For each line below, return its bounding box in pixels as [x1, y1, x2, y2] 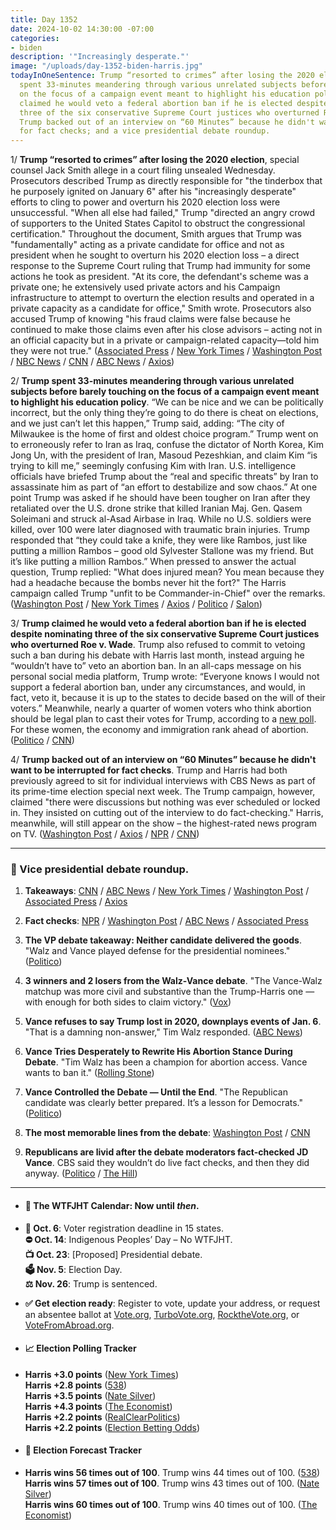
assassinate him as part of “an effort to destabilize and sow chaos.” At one [10, 481, 318, 493]
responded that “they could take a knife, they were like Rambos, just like [10, 534, 308, 546]
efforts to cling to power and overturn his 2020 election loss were [10, 196, 281, 208]
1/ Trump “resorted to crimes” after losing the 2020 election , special [10, 154, 300, 166]
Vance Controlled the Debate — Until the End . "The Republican [24, 1086, 288, 1098]
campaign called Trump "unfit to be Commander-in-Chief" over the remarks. [10, 587, 326, 600]
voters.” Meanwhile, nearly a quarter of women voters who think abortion [10, 702, 312, 715]
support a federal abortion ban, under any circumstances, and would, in [10, 681, 306, 693]
